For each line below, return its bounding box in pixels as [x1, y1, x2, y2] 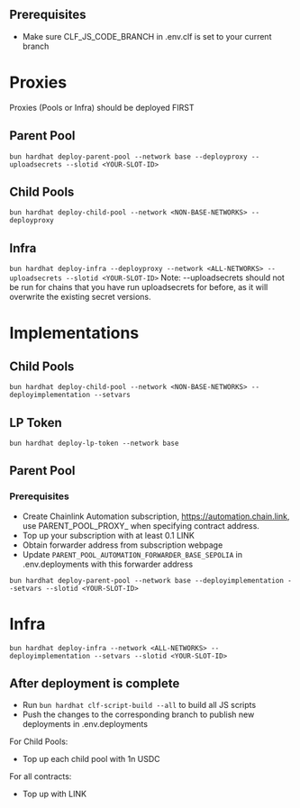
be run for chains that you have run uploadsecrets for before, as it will [9, 282, 268, 293]
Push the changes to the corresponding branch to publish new [22, 709, 255, 720]
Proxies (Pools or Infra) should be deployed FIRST [9, 102, 195, 113]
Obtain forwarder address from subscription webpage [22, 540, 223, 550]
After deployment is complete [9, 676, 180, 692]
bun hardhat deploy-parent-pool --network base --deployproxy [9, 152, 248, 161]
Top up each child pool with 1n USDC [22, 754, 160, 765]
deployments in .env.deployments [22, 719, 149, 730]
